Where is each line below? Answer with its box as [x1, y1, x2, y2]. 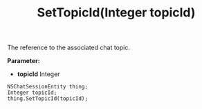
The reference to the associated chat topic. [7, 43, 130, 52]
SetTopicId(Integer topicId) [37, 5, 196, 21]
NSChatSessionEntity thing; [7, 84, 89, 90]
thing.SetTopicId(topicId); [7, 95, 89, 102]
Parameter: [7, 57, 40, 65]
